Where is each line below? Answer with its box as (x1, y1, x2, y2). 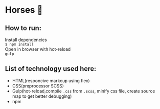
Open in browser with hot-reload (5, 46, 71, 52)
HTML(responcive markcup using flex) (12, 78, 90, 84)
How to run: (5, 24, 42, 32)
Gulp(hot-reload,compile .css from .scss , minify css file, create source (12, 88, 156, 94)
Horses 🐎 (5, 4, 43, 16)
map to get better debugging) (12, 93, 72, 99)
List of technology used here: (5, 65, 96, 73)
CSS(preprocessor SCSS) (12, 83, 64, 88)
